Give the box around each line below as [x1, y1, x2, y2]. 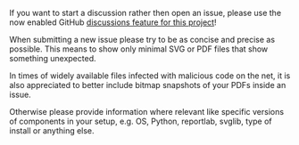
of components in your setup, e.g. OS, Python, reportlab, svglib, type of [9, 116, 272, 126]
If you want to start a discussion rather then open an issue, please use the [9, 8, 282, 18]
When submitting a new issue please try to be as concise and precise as [9, 35, 275, 44]
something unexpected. [9, 53, 96, 63]
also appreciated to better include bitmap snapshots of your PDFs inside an [9, 80, 287, 90]
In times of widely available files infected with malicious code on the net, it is [9, 70, 291, 81]
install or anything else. [9, 125, 96, 136]
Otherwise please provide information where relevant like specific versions [9, 107, 284, 117]
